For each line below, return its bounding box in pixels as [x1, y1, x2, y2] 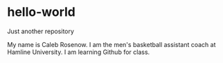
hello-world [7, 4, 76, 20]
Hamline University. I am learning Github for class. [7, 48, 150, 56]
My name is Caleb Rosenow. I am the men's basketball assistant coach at [7, 40, 216, 48]
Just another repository [7, 27, 75, 35]
